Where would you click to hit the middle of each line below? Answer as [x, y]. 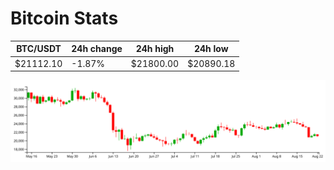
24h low [211, 49]
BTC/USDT [39, 49]
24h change [97, 49]
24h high [155, 49]
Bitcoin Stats [64, 18]
